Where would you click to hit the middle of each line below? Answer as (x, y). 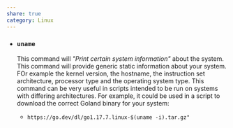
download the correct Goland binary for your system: (93, 103)
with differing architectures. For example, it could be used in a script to (118, 96)
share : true (24, 14)
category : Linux (30, 20)
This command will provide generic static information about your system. (122, 66)
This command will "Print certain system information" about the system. (120, 58)
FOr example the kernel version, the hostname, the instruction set (111, 73)
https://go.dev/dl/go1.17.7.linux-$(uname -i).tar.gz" (108, 117)
